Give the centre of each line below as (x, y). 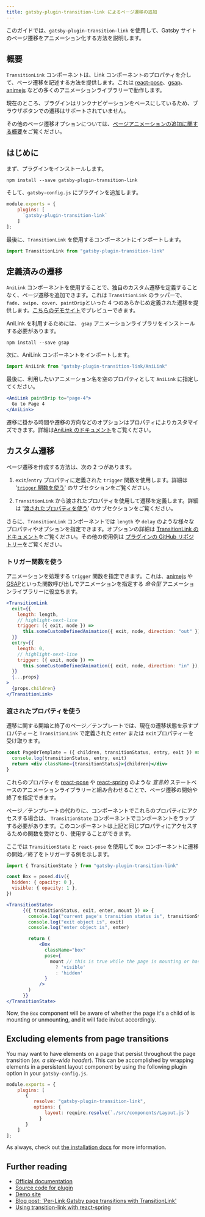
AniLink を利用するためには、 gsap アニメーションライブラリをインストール (101, 324)
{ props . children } (34, 689)
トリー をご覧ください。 (36, 544)
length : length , (38, 614)
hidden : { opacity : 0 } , (43, 882)
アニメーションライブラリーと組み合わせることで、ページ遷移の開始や (110, 790)
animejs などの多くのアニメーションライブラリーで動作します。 (86, 90)
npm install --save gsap (38, 343)
